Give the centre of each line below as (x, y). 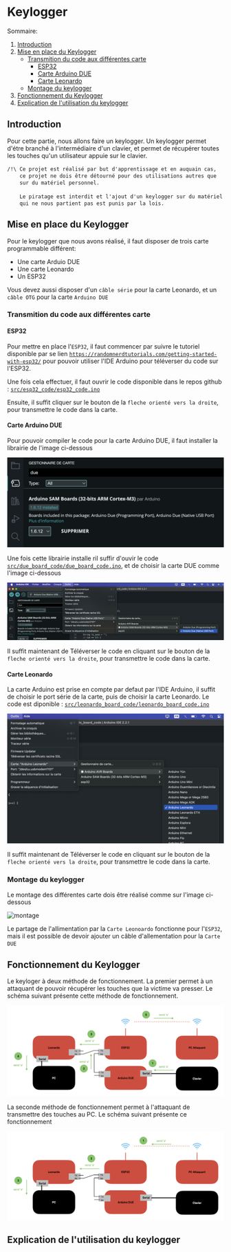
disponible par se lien (37, 353)
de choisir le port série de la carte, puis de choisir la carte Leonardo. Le (108, 697)
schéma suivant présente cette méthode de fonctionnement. (93, 996)
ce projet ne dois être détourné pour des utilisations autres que (118, 176)
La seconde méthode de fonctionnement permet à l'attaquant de (99, 1107)
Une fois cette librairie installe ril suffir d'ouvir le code (83, 558)
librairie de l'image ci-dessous (50, 448)
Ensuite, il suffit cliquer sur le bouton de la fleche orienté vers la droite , (113, 402)
